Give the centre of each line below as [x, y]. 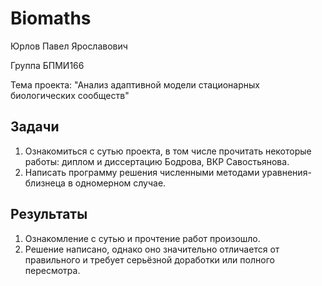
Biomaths [51, 18]
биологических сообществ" [70, 95]
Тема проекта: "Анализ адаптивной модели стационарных [135, 84]
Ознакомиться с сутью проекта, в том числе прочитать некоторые [168, 151]
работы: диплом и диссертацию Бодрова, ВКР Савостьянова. [157, 161]
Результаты [49, 214]
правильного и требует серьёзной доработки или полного [149, 259]
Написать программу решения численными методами [142, 172]
